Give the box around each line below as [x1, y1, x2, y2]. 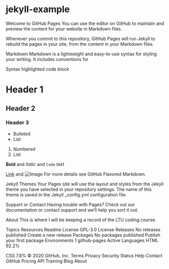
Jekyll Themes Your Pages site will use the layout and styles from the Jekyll [6, 181, 164, 187]
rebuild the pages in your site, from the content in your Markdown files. [6, 41, 154, 47]
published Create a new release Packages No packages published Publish [6, 232, 161, 238]
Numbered [13, 146, 36, 152]
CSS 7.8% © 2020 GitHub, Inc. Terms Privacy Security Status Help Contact [6, 252, 162, 258]
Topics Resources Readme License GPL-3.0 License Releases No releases [6, 226, 161, 232]
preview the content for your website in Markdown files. [6, 25, 122, 31]
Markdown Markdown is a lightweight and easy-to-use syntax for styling [6, 51, 157, 57]
